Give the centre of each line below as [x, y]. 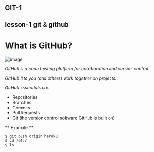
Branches [22, 102]
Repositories [25, 97]
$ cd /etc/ [16, 141]
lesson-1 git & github [37, 25]
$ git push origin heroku [31, 136]
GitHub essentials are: [27, 87]
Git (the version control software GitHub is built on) [63, 118]
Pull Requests [26, 112]
